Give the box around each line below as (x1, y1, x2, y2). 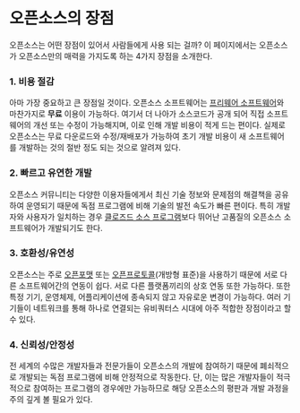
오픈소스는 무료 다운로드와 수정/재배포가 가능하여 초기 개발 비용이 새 (9, 131, 246, 142)
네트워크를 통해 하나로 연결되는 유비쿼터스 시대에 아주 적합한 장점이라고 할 (32, 302, 292, 314)
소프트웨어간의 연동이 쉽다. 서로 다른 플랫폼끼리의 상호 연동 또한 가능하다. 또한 (18, 280, 291, 291)
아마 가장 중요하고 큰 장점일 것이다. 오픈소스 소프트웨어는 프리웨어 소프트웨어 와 (9, 98, 285, 108)
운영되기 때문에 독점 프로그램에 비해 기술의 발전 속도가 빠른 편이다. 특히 (25, 200, 275, 211)
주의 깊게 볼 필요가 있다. (9, 394, 93, 405)
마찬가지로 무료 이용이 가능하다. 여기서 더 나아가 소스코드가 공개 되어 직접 (9, 108, 265, 119)
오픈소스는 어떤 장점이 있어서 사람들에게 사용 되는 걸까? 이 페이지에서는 (9, 39, 257, 50)
